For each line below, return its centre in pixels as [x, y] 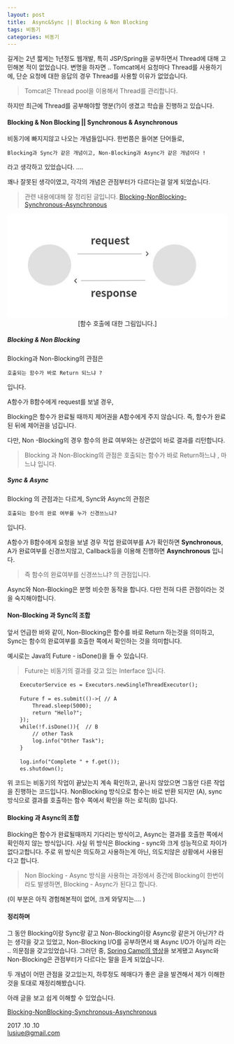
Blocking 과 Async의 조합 [43, 817]
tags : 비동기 [24, 29]
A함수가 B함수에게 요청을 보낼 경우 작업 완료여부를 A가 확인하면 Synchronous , [115, 542]
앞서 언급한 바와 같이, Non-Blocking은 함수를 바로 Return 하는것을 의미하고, [111, 632]
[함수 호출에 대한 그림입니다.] [117, 323]
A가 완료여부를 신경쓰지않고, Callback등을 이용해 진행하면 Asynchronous [109, 551]
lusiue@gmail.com [34, 1033]
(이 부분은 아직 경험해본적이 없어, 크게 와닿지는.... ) [76, 899]
